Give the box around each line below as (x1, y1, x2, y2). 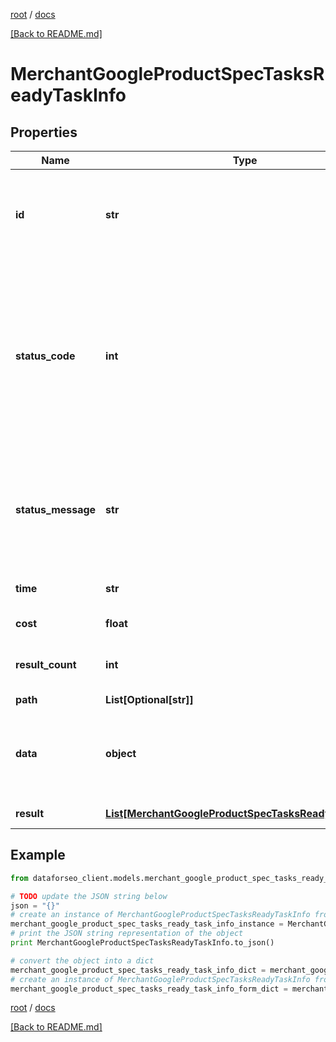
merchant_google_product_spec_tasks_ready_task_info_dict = (10, 965, 267, 975)
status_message (15, 503, 97, 516)
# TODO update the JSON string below (10, 891, 168, 901)
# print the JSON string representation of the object (10, 929, 244, 939)
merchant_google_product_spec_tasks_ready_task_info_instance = (10, 919, 284, 929)
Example (10, 847, 66, 864)
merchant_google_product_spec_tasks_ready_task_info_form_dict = (10, 984, 288, 994)
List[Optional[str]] (105, 693, 194, 706)
